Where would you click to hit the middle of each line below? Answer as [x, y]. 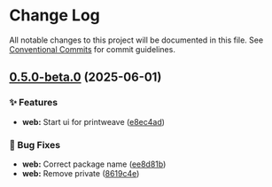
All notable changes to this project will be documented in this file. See [136, 40]
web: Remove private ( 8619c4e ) [81, 173]
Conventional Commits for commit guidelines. [92, 49]
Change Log [54, 16]
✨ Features [34, 103]
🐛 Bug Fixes [35, 144]
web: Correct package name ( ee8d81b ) [94, 164]
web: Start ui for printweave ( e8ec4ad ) [93, 121]
